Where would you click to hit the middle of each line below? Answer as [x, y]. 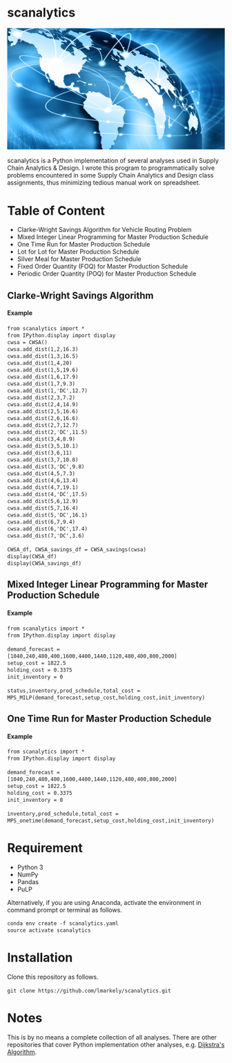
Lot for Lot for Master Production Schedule [78, 252]
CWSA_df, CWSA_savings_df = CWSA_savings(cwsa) [77, 550]
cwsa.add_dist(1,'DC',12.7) [48, 391]
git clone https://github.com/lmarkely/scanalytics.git [89, 991]
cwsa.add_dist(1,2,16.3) [43, 349]
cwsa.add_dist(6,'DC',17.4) [48, 529]
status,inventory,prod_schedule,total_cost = [74, 691]
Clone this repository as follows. [53, 977]
